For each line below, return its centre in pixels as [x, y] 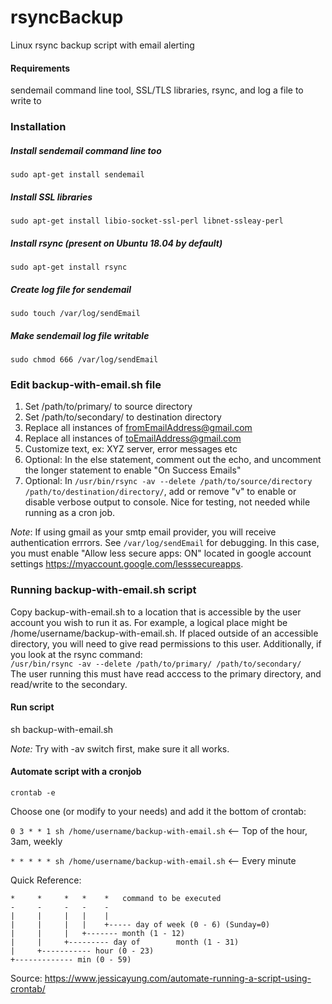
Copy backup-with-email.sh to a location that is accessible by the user [156, 612]
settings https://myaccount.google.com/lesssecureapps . [127, 564]
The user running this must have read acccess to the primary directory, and [166, 673]
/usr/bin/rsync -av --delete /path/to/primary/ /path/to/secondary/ [156, 664]
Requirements [40, 68]
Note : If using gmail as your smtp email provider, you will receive [143, 532]
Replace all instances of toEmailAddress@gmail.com [133, 438]
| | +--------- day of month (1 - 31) [125, 942]
